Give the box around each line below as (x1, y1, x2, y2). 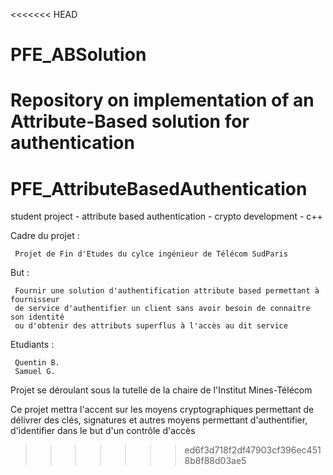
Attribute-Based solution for (10, 110, 250, 133)
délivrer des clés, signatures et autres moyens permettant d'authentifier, (10, 414, 308, 426)
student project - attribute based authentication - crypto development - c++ (10, 210, 323, 223)
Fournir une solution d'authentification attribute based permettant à (14, 286, 320, 296)
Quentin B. (14, 358, 60, 368)
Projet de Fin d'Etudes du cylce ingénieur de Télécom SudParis (14, 249, 288, 259)
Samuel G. (14, 367, 56, 377)
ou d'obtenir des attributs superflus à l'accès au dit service (14, 321, 288, 331)
